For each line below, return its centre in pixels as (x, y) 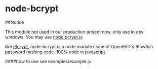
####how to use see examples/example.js (48, 61)
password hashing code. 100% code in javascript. (56, 52)
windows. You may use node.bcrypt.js (44, 37)
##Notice (15, 22)
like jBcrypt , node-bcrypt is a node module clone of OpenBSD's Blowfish (79, 46)
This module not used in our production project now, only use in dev (74, 32)
